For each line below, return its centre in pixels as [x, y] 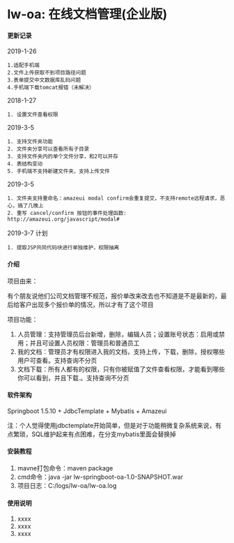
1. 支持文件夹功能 [30, 142]
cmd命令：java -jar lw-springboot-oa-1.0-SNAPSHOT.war [100, 477]
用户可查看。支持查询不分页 [57, 360]
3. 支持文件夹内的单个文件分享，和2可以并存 [63, 157]
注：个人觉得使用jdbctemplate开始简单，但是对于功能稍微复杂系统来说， [111, 425]
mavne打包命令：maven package [65, 468]
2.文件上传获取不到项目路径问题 [47, 73]
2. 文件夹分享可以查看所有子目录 [48, 149]
